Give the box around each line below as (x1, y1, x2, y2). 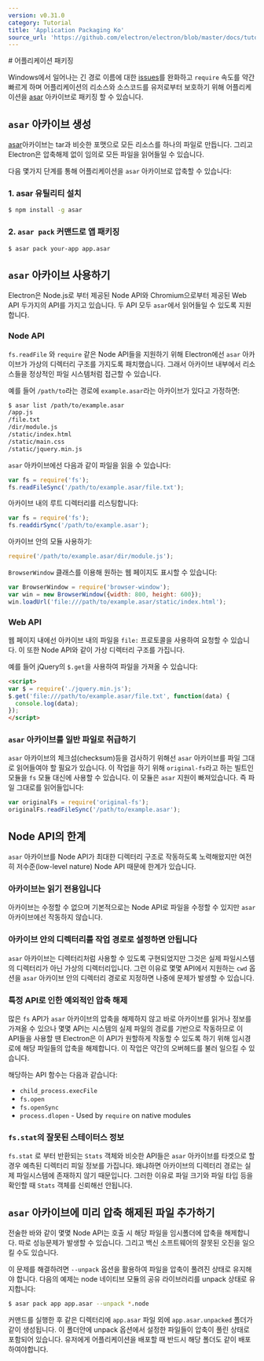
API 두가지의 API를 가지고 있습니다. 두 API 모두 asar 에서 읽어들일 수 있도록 (8, 300, 237, 310)
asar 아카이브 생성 (8, 117, 92, 130)
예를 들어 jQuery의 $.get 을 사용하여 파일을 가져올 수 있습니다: (8, 662, 198, 671)
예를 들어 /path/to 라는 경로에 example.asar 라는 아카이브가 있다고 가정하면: (8, 386, 240, 395)
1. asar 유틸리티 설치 (8, 188, 82, 199)
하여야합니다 (8, 1344, 47, 1354)
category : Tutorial (8, 19, 72, 27)
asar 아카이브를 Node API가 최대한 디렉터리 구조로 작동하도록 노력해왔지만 (8, 852, 237, 861)
